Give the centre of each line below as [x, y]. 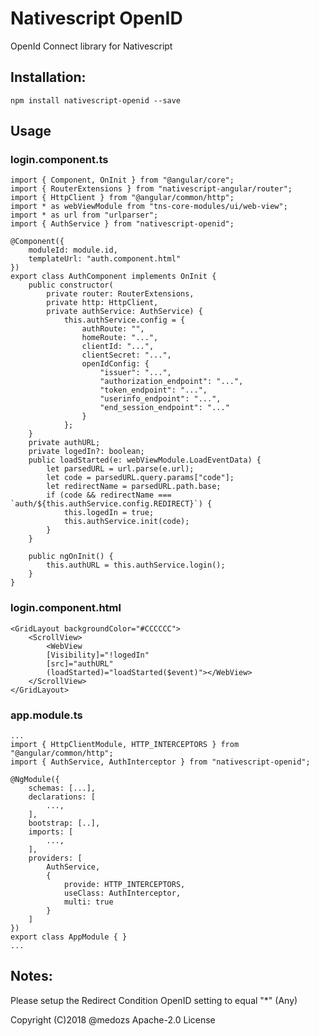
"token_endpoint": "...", [153, 390]
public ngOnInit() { [71, 557]
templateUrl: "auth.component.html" [105, 259]
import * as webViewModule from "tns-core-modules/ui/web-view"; [149, 207]
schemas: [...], [62, 788]
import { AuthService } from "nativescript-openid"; [122, 224]
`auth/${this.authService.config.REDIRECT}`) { [111, 504]
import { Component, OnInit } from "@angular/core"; [122, 180]
